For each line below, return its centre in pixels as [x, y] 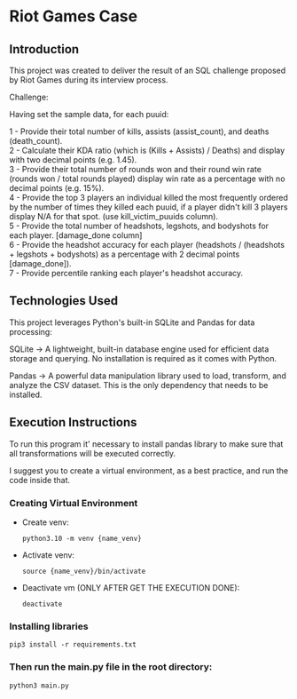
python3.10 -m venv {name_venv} [82, 538]
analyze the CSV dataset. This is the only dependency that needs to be [139, 385]
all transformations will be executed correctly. [93, 453]
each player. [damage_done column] [76, 235]
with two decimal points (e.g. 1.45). [73, 160]
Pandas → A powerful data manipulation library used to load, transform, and [148, 376]
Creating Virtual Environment [74, 503]
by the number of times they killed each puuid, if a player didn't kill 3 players [148, 207]
